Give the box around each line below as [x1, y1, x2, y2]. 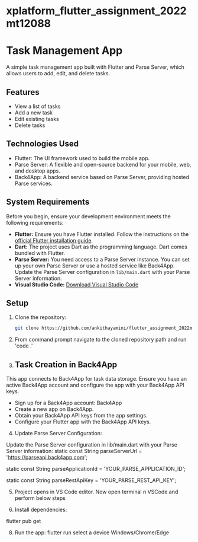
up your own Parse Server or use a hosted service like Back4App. [14, 262, 175, 269]
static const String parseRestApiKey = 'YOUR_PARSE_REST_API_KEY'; [6, 477, 177, 484]
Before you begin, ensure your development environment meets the [6, 212, 171, 220]
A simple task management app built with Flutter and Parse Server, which [6, 63, 185, 71]
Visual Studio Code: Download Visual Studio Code [14, 280, 139, 288]
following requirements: [6, 219, 64, 226]
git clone [14, 325, 40, 331]
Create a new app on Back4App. [14, 406, 94, 413]
